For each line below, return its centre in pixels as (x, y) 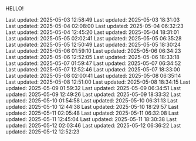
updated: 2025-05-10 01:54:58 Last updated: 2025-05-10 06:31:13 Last (92, 101)
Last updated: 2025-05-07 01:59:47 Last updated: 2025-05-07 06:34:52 (93, 63)
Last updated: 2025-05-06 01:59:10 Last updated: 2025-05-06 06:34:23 (93, 51)
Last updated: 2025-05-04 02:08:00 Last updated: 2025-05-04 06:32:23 (94, 26)
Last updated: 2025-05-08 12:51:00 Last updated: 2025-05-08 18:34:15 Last (98, 82)
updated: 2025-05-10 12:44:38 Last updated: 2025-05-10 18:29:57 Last (92, 107)
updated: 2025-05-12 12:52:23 (43, 132)
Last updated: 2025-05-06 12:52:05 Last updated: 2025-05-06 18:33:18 (92, 57)
